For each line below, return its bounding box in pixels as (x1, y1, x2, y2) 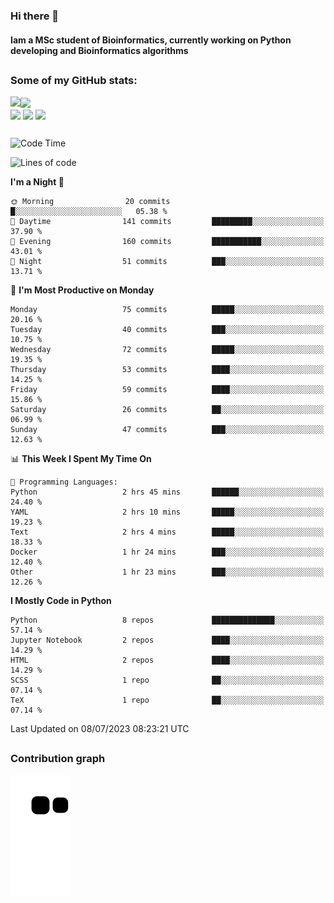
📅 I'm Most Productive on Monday (10, 284, 155, 296)
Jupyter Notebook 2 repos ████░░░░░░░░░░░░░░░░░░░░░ (10, 635, 325, 646)
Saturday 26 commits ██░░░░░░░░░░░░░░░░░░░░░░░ (10, 405, 325, 415)
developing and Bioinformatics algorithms (10, 44, 189, 56)
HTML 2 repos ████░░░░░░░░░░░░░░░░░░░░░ (10, 655, 325, 666)
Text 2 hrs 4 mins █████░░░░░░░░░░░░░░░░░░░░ (10, 527, 325, 538)
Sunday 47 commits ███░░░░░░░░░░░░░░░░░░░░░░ (10, 425, 325, 435)
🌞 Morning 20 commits (10, 197, 171, 207)
